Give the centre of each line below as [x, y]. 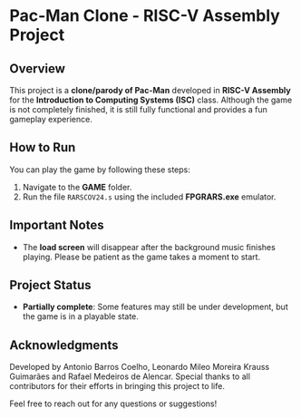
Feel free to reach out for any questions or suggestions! [113, 403]
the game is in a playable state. [80, 316]
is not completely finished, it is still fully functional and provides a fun [138, 109]
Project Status [51, 285]
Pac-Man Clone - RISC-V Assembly [145, 16]
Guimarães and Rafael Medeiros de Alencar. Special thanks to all [130, 376]
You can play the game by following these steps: [100, 170]
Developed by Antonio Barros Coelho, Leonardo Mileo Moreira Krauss [140, 367]
